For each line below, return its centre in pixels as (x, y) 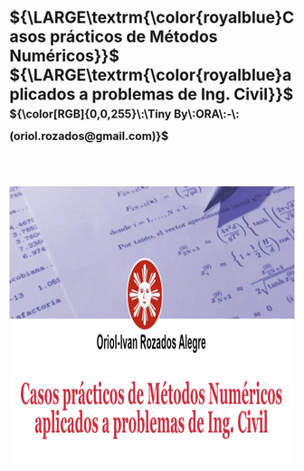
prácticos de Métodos (134, 37)
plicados (43, 94)
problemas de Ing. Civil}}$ (193, 94)
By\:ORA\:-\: (206, 114)
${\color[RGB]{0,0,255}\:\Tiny (90, 114)
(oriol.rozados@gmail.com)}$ (89, 137)
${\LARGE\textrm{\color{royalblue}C (152, 18)
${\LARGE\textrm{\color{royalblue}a (151, 75)
